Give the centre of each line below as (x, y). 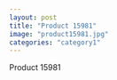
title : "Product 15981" (53, 26)
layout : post (33, 17)
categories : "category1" (55, 42)
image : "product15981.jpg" (59, 34)
